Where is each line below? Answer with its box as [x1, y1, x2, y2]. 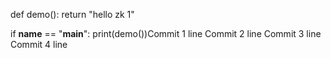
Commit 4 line [10, 39, 68, 50]
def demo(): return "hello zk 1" [10, 9, 135, 20]
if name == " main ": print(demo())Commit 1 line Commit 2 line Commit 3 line [10, 28, 322, 39]
